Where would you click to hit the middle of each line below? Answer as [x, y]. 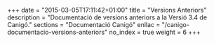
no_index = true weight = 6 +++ [155, 32]
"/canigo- [175, 25]
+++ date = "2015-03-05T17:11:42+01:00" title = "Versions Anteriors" [107, 10]
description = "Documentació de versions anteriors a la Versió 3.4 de [107, 17]
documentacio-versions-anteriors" [58, 32]
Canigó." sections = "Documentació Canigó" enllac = [84, 25]
